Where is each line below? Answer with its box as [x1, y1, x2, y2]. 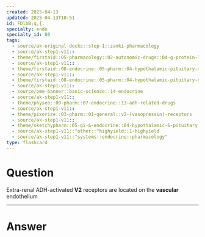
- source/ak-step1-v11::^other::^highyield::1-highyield [12, 128, 160, 134]
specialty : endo [6, 26, 48, 32]
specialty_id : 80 [6, 32, 51, 38]
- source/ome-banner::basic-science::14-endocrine [12, 89, 143, 95]
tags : [6, 37, 20, 43]
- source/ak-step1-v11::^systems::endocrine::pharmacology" [12, 134, 168, 140]
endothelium [6, 192, 38, 200]
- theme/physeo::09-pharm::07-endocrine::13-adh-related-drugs [12, 100, 176, 106]
